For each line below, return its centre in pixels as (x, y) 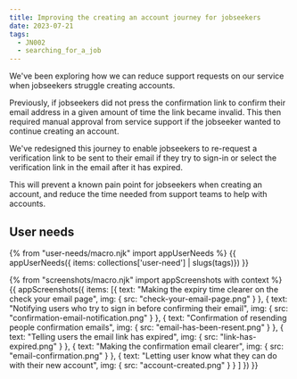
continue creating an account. (64, 131)
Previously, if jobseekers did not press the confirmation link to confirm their (148, 103)
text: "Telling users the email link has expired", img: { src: (114, 336)
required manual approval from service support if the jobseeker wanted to (145, 122)
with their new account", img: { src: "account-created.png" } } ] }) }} (134, 365)
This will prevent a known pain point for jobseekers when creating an (136, 185)
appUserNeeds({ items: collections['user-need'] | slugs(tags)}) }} (129, 262)
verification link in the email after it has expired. (96, 168)
